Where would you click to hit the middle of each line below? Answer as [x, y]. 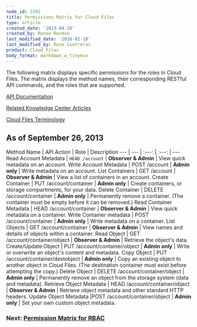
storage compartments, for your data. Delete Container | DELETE [85, 190]
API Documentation [29, 96]
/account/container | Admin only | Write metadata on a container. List [91, 221]
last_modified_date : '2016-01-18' [49, 39]
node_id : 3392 [24, 12]
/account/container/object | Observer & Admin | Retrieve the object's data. [97, 240]
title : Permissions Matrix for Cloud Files [60, 17]
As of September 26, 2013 [55, 138]
